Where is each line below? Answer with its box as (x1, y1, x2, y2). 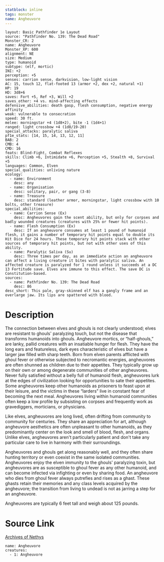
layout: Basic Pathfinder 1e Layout (5, 30, 80, 35)
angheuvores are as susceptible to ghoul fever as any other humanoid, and (5, 465, 157, 471)
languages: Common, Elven (5, 164, 58, 168)
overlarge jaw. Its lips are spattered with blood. (5, 293, 113, 298)
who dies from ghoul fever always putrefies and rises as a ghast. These (5, 475, 150, 481)
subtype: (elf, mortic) (5, 65, 54, 69)
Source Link (5, 518, 55, 529)
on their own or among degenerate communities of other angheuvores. (5, 367, 149, 373)
